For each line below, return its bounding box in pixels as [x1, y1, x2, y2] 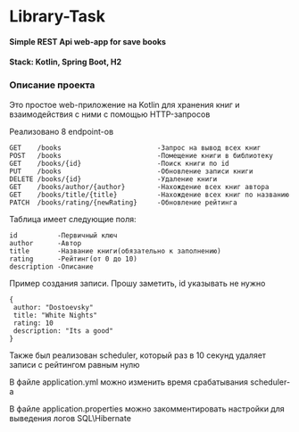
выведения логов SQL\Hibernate [9, 412, 132, 423]
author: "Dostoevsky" [12, 303, 94, 312]
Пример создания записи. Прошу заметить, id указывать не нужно [9, 278, 266, 288]
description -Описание [9, 262, 94, 271]
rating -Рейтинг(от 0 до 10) [9, 254, 138, 263]
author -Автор [9, 238, 82, 247]
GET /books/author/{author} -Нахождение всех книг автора [9, 182, 270, 191]
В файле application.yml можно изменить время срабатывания [9, 377, 248, 387]
